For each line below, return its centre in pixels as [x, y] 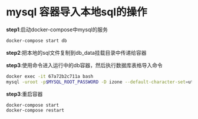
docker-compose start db [37, 41]
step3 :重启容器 [24, 94]
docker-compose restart [35, 110]
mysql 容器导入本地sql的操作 [77, 12]
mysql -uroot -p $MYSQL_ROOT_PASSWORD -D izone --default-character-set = [97, 82]
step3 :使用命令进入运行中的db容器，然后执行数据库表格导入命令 [85, 65]
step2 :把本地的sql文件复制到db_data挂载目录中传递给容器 [76, 52]
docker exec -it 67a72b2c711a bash [50, 76]
